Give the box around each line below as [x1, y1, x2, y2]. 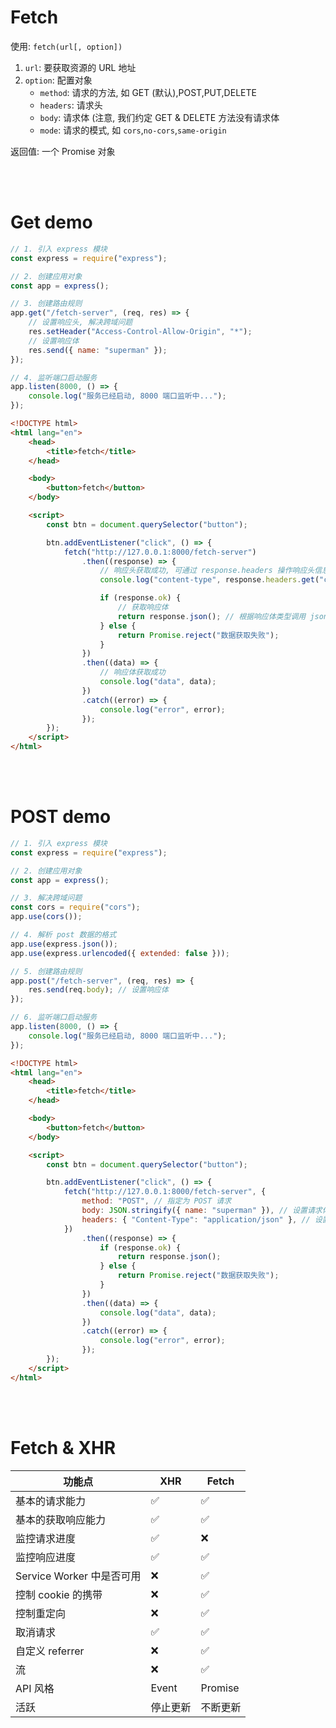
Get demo [10, 211, 93, 234]
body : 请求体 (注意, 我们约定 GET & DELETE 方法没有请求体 [39, 111, 280, 123]
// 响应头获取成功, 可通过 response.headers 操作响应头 [99, 566, 315, 576]
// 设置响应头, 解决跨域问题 [28, 317, 133, 328]
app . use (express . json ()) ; [10, 939, 118, 949]
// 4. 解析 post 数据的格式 [10, 930, 117, 940]
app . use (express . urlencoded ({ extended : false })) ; [10, 948, 230, 958]
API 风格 [15, 1681, 55, 1695]
